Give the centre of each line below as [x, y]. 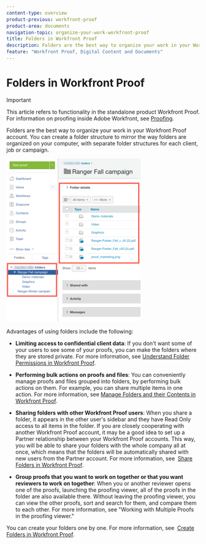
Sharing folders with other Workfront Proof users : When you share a [103, 413]
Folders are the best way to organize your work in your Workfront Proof [97, 130]
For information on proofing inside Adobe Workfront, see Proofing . [90, 118]
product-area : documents [38, 26]
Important [19, 100]
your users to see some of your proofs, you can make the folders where [106, 349]
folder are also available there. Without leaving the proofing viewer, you [105, 496]
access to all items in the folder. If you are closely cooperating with [100, 425]
